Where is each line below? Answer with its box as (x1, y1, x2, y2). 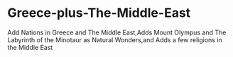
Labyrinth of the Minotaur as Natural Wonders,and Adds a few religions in (7, 35, 222, 44)
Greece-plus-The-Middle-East (7, 5, 191, 21)
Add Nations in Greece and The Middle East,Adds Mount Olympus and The (7, 28, 227, 37)
